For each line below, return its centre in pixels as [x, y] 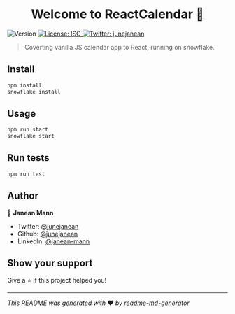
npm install [24, 85]
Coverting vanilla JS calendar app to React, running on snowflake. [119, 47]
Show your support [50, 263]
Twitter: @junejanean [48, 226]
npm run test [26, 174]
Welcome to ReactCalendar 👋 [117, 14]
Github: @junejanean [48, 234]
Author [23, 196]
